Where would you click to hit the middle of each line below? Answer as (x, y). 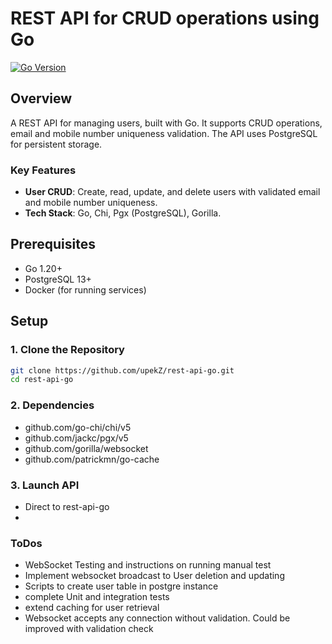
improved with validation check (89, 629)
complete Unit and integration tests (97, 597)
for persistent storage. (56, 144)
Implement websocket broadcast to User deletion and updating (154, 576)
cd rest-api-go (42, 380)
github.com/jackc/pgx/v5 (76, 438)
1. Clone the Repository (67, 350)
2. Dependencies (52, 405)
